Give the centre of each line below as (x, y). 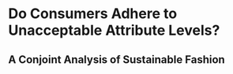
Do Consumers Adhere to (93, 14)
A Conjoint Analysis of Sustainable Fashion (116, 59)
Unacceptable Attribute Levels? (114, 30)
